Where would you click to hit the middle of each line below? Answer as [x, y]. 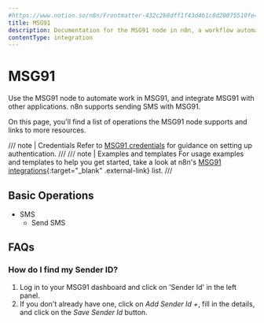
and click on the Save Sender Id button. [83, 312]
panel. [30, 295]
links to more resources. [47, 130]
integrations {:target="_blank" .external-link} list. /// [90, 171]
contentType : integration [50, 37]
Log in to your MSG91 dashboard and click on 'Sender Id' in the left [128, 287]
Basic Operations [51, 195]
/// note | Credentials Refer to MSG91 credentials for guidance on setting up [130, 146]
